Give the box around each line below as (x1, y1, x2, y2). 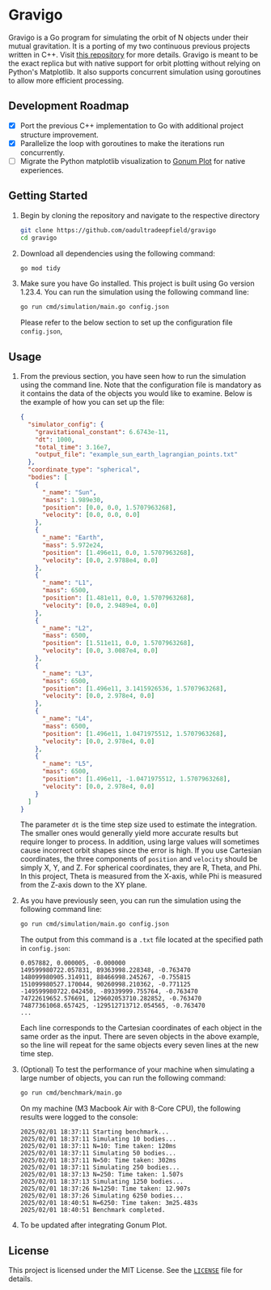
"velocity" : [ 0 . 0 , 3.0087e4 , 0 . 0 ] (41, 647, 159, 655)
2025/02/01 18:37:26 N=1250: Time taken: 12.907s (19, 1185, 192, 1193)
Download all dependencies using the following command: (19, 248, 216, 258)
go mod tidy (19, 264, 61, 273)
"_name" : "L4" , (41, 715, 94, 723)
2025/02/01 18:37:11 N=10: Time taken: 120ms (19, 1142, 176, 1150)
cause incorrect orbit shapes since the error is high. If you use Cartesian (19, 845, 262, 855)
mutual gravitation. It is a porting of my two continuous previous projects (8, 41, 251, 50)
